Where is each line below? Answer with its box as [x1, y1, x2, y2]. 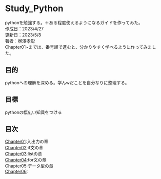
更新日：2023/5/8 [5, 32, 41, 38]
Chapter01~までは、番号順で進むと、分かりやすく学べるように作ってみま [5, 44, 152, 50]
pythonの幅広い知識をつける [5, 109, 62, 115]
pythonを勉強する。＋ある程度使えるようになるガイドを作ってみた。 [5, 20, 143, 25]
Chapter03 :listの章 [5, 151, 42, 157]
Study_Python [5, 3, 63, 14]
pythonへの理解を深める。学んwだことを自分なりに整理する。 [5, 80, 130, 85]
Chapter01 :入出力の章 [5, 139, 49, 144]
